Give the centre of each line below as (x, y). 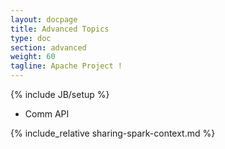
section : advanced (48, 47)
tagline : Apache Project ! (66, 66)
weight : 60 (33, 57)
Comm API (47, 114)
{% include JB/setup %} (60, 94)
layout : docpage (44, 19)
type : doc (31, 38)
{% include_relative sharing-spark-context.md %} (113, 133)
